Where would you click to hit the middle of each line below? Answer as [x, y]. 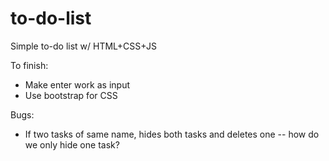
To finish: [29, 65]
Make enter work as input [77, 84]
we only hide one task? [72, 144]
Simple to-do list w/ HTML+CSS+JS [83, 46]
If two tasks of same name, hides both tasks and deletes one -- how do [172, 134]
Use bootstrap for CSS [71, 95]
